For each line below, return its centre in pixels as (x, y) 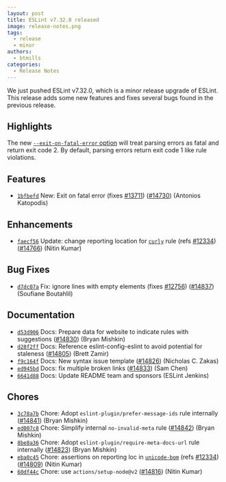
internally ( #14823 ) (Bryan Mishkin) (67, 450)
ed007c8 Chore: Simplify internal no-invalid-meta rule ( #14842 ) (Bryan (116, 428)
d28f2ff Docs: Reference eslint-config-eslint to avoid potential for (110, 346)
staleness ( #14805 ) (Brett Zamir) (63, 353)
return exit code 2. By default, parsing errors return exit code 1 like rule (107, 150)
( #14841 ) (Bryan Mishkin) (52, 421)
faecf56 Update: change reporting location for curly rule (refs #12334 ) (116, 241)
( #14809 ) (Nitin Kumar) (49, 464)
